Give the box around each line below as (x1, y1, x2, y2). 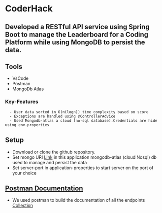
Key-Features (5, 98, 38, 105)
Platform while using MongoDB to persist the (5, 38, 145, 46)
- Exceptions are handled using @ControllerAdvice (9, 114, 116, 119)
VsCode (12, 75, 29, 81)
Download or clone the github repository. (12, 149, 96, 155)
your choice (12, 170, 37, 176)
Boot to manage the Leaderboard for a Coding (5, 30, 149, 38)
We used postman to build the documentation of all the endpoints (12, 197, 145, 203)
